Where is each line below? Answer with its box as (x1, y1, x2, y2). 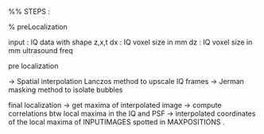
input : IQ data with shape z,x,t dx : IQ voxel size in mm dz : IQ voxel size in (8, 37, 253, 47)
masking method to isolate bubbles (8, 85, 123, 94)
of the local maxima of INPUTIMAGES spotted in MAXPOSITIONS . (8, 117, 225, 126)
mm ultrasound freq (8, 46, 73, 55)
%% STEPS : (8, 7, 50, 16)
